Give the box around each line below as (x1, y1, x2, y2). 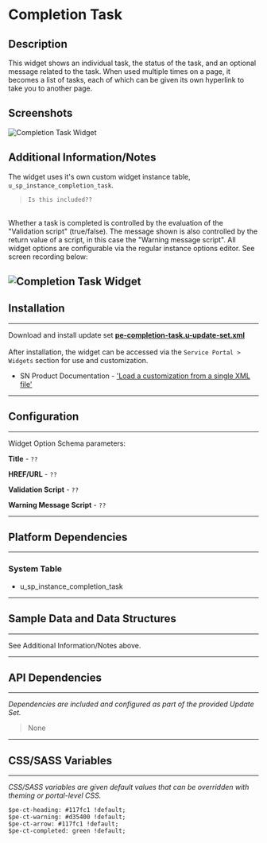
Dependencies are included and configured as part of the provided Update (8, 699, 254, 709)
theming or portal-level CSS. (8, 791, 102, 800)
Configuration (8, 410, 79, 423)
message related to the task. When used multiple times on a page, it (8, 67, 230, 76)
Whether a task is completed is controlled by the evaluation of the (8, 218, 224, 227)
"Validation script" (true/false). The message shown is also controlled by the (8, 226, 258, 236)
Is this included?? (27, 195, 93, 203)
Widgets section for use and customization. (8, 355, 149, 365)
